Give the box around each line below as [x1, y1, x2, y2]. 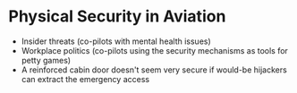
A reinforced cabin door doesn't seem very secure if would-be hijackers [21, 64, 287, 75]
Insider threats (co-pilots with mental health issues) [21, 36, 211, 46]
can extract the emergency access [21, 73, 149, 84]
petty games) [21, 55, 72, 65]
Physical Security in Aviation [8, 6, 226, 27]
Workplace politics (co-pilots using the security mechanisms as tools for [21, 45, 288, 55]
